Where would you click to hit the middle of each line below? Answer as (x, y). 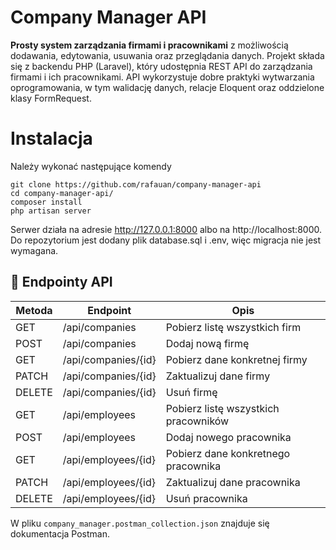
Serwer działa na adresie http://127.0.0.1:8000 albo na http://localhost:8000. (166, 229)
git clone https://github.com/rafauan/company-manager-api (136, 184)
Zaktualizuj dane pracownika (233, 482)
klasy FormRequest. (51, 98)
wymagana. (34, 250)
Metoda (34, 310)
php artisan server (51, 211)
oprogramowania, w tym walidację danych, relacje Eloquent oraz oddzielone (167, 87)
